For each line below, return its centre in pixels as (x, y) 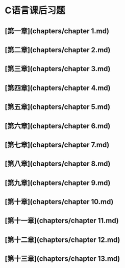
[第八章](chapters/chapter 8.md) (58, 164)
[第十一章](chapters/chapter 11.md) (62, 221)
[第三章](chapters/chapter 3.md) (58, 69)
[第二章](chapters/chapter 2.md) (58, 50)
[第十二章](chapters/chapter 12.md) (62, 240)
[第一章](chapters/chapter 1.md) (57, 31)
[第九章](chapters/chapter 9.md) (58, 183)
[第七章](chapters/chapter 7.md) (57, 144)
